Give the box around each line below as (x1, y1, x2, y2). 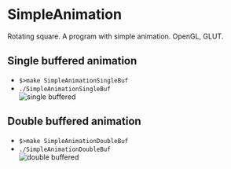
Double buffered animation (7, 115, 142, 128)
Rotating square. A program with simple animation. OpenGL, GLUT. (7, 31, 224, 41)
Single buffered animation (7, 54, 137, 68)
